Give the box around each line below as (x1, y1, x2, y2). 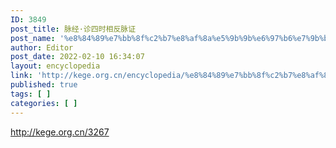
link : (10, 71, 33, 81)
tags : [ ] (10, 89, 52, 99)
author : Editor (10, 42, 74, 53)
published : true (10, 80, 78, 90)
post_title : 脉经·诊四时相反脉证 (10, 24, 137, 34)
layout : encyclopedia (10, 61, 101, 71)
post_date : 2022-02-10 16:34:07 (10, 52, 145, 62)
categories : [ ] (10, 98, 78, 108)
